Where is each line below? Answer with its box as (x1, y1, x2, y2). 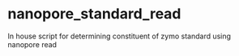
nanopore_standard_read (7, 5, 181, 23)
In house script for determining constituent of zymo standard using (7, 31, 232, 41)
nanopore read (7, 39, 58, 49)
